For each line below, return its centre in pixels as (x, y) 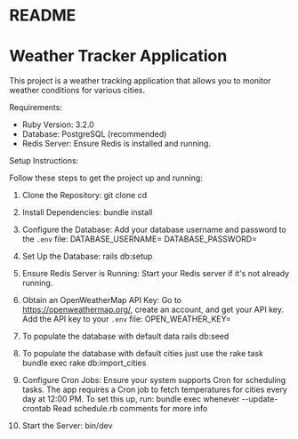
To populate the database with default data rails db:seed (125, 336)
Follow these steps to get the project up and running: (106, 178)
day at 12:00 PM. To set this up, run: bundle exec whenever (131, 399)
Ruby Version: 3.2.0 (58, 124)
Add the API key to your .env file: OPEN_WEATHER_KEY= (126, 319)
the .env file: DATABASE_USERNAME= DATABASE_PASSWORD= (140, 239)
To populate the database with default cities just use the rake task (143, 354)
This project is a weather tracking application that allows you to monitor (140, 81)
